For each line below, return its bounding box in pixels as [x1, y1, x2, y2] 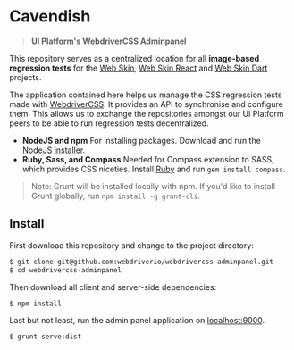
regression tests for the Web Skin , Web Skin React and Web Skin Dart [9, 62, 268, 73]
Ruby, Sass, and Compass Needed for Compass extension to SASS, [21, 154, 274, 164]
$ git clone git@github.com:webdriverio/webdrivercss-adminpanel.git [9, 257, 274, 266]
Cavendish [9, 6, 91, 27]
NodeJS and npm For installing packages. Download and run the [21, 135, 261, 146]
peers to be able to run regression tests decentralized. [9, 118, 209, 129]
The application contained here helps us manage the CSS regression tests [9, 89, 282, 100]
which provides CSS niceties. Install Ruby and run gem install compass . [21, 163, 286, 174]
